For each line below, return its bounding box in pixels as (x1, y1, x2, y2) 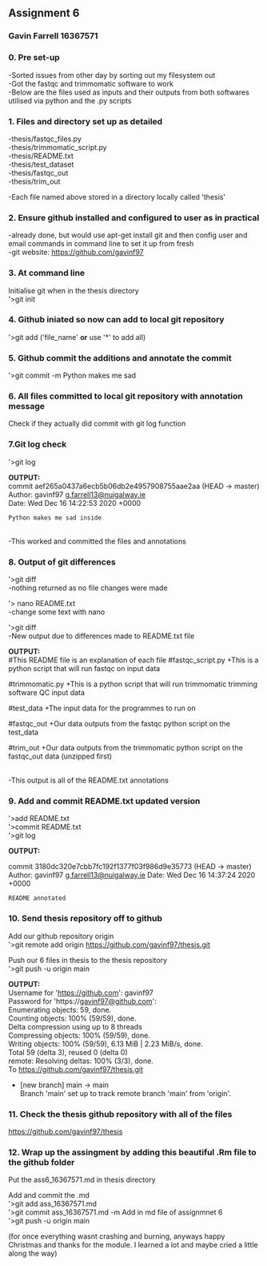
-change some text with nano (8, 607, 106, 617)
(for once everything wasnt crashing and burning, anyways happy (8, 1232, 225, 1241)
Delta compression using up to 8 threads (8, 1021, 142, 1031)
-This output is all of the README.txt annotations (8, 775, 169, 785)
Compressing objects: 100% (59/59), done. (8, 1030, 150, 1040)
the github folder (8, 1156, 75, 1167)
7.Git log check (8, 439, 67, 450)
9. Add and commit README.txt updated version (8, 795, 201, 807)
